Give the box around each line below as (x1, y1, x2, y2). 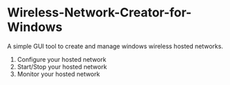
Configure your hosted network (17, 55, 107, 63)
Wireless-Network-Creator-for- (7, 5, 192, 21)
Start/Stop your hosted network (17, 62, 107, 71)
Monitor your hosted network (17, 70, 101, 78)
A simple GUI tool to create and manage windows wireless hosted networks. (7, 42, 224, 50)
